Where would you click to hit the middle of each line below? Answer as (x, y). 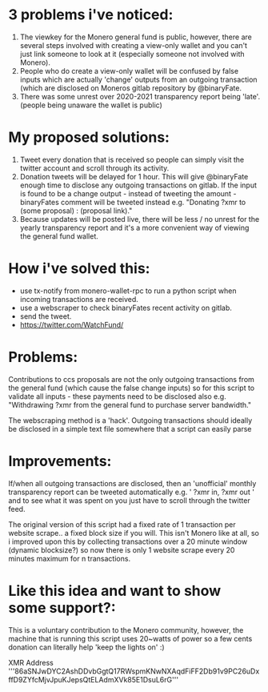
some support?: (62, 608)
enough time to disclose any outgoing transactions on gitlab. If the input (138, 185)
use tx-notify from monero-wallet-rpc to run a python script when (128, 291)
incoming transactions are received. (79, 299)
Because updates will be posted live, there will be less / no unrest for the (140, 219)
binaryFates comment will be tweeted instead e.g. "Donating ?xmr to (133, 202)
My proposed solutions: (89, 137)
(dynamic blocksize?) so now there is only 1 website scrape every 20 (122, 549)
